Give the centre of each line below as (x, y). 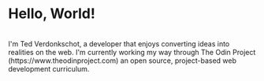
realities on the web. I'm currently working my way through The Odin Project (132, 52)
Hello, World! (52, 14)
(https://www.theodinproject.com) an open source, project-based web (123, 61)
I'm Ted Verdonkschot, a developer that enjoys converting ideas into (119, 43)
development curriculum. (49, 68)
